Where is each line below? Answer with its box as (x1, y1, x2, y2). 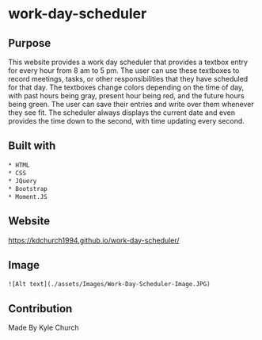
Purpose (8, 36, 51, 50)
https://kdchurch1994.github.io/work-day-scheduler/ (8, 235, 180, 245)
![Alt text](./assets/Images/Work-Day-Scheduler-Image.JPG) (8, 281, 211, 288)
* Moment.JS (8, 193, 47, 201)
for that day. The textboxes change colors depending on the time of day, (8, 82, 245, 92)
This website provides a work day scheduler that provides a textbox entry (8, 57, 248, 67)
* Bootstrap (8, 185, 47, 193)
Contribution (8, 302, 73, 315)
